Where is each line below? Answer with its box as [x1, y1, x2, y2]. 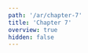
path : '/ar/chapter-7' [8, 11, 82, 19]
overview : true [8, 26, 58, 34]
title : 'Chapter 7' [8, 19, 72, 26]
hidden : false [8, 33, 55, 41]
